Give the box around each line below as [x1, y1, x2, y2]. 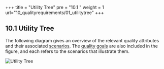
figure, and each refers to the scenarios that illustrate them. [5, 48, 129, 54]
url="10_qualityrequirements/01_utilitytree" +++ [5, 10, 104, 16]
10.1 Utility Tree [5, 24, 54, 33]
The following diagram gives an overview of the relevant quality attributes [5, 37, 159, 43]
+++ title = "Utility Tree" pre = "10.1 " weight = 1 [5, 5, 104, 10]
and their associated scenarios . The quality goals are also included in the [5, 43, 158, 49]
